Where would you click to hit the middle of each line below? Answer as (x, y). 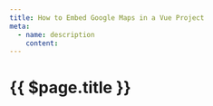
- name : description (56, 34)
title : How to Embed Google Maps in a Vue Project (107, 18)
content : (42, 43)
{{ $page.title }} (70, 88)
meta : (19, 26)
